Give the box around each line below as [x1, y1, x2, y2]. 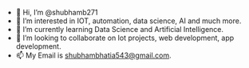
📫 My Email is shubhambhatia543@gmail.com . [15, 50, 172, 60]
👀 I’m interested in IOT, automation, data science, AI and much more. [15, 16, 242, 26]
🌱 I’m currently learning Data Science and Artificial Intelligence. [15, 25, 224, 34]
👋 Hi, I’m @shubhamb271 [15, 8, 98, 17]
